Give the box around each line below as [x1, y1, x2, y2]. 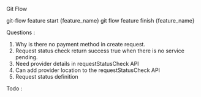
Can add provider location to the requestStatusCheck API [15, 66, 161, 74]
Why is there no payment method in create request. [15, 41, 146, 48]
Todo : [6, 85, 23, 92]
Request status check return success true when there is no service [15, 47, 185, 54]
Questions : [6, 29, 36, 36]
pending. [15, 54, 38, 60]
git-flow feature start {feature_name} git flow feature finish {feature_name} [6, 17, 195, 24]
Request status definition [15, 73, 78, 80]
